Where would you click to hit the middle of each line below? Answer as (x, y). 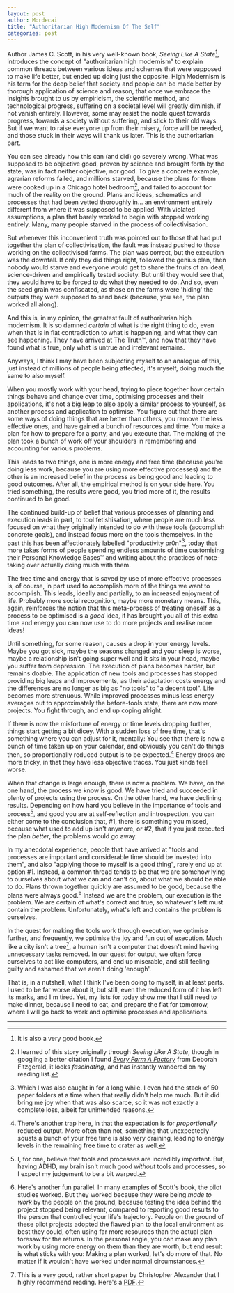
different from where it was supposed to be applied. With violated (101, 209)
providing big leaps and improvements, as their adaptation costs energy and (117, 681)
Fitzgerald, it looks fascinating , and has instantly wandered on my (112, 1067)
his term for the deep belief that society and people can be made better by (114, 84)
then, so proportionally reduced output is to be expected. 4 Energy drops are (116, 754)
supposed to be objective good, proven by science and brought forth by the (116, 164)
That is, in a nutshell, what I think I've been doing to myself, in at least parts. (116, 982)
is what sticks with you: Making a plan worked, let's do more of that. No (120, 1253)
